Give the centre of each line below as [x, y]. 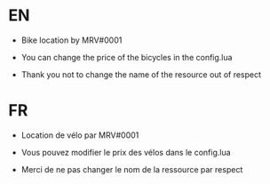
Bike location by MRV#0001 [71, 40]
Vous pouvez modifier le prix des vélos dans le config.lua [126, 152]
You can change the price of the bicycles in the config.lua [127, 57]
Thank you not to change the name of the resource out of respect [141, 74]
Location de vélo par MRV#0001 [80, 135]
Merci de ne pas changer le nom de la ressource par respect [132, 169]
